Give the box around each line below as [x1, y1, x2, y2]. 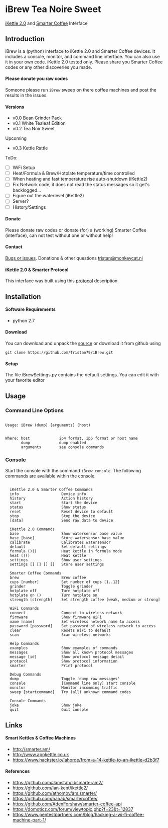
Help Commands [10, 641, 39, 646]
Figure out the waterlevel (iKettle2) [12, 193, 84, 199]
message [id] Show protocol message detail [10, 654, 124, 659]
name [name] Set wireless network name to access [10, 619, 140, 624]
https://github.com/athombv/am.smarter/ [12, 790, 97, 796]
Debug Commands [10, 672, 42, 677]
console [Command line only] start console [10, 681, 136, 686]
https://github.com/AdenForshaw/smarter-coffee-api [12, 801, 122, 807]
